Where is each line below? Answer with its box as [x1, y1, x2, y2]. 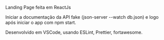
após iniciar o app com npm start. [5, 20, 76, 25]
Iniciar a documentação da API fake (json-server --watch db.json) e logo [5, 14, 159, 20]
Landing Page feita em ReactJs [5, 5, 71, 10]
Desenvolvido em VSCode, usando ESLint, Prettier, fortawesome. [5, 29, 143, 35]
